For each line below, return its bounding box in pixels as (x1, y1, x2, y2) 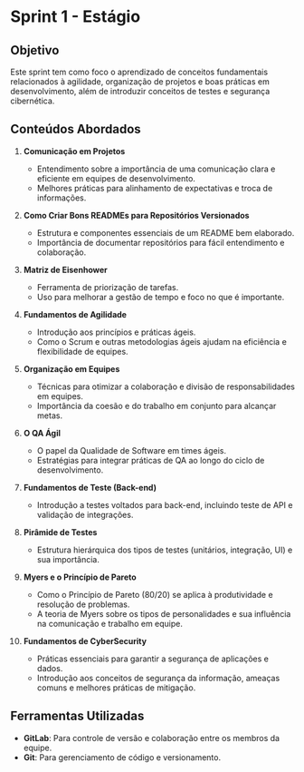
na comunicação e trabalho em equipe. (36, 618, 184, 629)
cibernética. (10, 95, 55, 106)
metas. (36, 410, 62, 421)
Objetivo (10, 43, 60, 58)
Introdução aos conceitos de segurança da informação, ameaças (36, 672, 280, 683)
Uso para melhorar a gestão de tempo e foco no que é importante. (36, 291, 285, 302)
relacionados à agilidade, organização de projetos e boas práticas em (10, 76, 270, 87)
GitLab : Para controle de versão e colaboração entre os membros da (23, 732, 280, 743)
